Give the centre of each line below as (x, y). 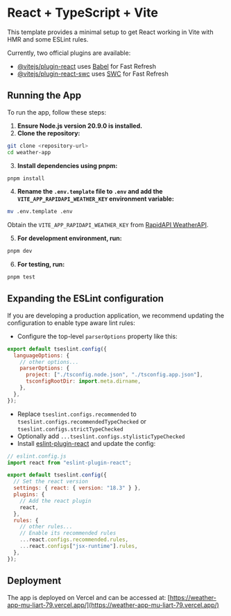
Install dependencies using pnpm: (67, 165)
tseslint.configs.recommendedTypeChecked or (82, 421)
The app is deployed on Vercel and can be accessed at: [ (88, 597)
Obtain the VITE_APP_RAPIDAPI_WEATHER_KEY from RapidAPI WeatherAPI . (108, 225)
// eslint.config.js (37, 456)
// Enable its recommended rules (68, 533)
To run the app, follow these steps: (57, 112)
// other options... (49, 362)
